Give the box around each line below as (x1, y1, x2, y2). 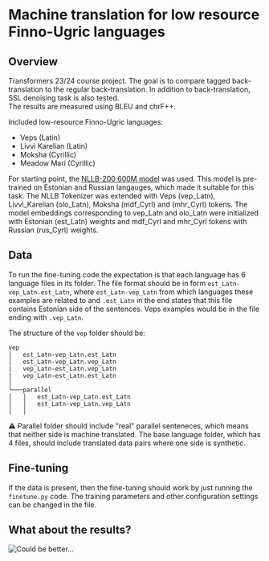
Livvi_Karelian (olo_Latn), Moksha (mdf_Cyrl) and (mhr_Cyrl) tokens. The (8, 199, 248, 209)
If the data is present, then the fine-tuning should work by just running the (8, 482, 253, 492)
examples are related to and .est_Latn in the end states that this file (8, 295, 233, 305)
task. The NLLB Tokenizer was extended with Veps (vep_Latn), (8, 191, 216, 200)
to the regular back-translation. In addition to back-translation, (45, 84, 251, 94)
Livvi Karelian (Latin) (19, 141, 88, 150)
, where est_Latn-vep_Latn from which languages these (69, 287, 254, 297)
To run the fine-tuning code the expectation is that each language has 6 (8, 269, 247, 279)
